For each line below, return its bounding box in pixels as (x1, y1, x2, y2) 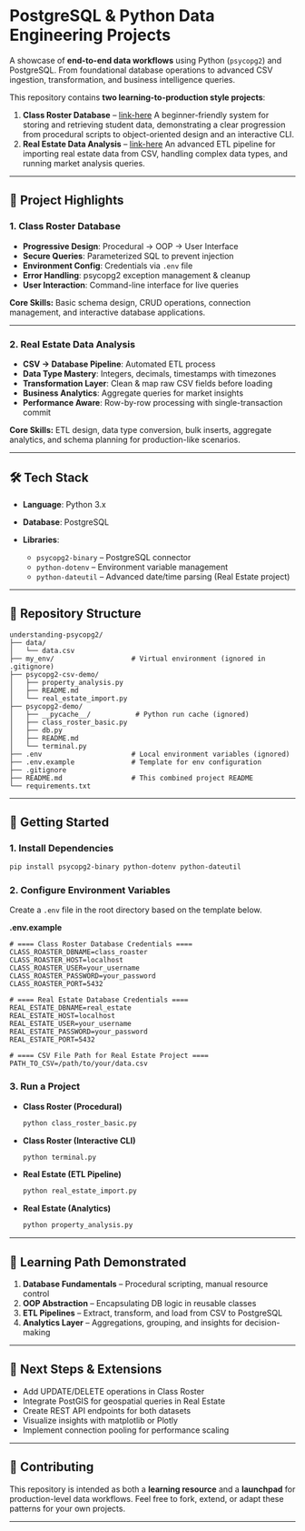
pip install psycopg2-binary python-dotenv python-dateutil (9, 862, 242, 871)
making (22, 1327, 51, 1338)
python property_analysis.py (22, 1221, 133, 1230)
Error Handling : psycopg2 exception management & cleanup (22, 269, 251, 280)
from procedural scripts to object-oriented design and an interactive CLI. (22, 128, 295, 139)
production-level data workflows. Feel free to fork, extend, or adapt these (9, 1493, 284, 1504)
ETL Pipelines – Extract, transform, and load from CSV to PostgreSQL (22, 1307, 283, 1319)
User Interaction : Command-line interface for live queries (22, 279, 239, 290)
